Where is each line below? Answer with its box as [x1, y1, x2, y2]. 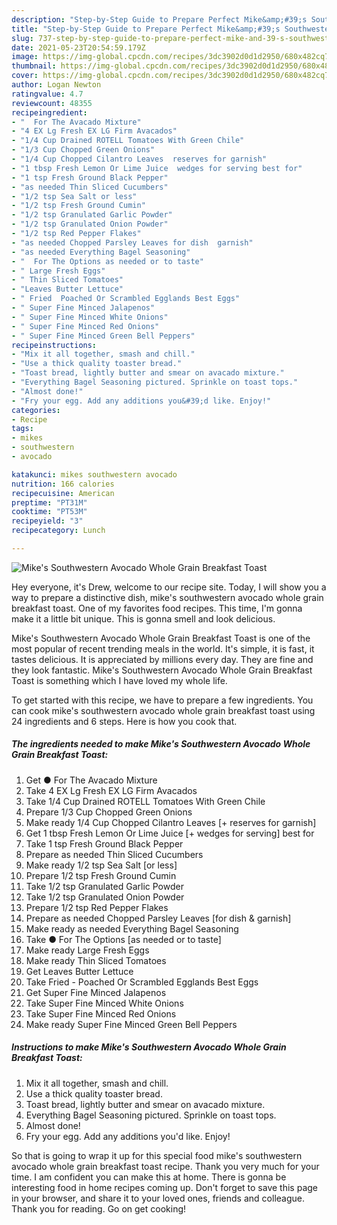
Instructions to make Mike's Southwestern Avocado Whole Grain [11, 1041, 287, 1053]
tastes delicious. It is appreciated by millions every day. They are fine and [11, 653, 314, 665]
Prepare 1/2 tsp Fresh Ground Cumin [25, 869, 177, 881]
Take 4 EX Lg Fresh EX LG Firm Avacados [25, 784, 198, 796]
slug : [11, 33, 34, 43]
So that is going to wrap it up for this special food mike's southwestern [11, 1149, 303, 1161]
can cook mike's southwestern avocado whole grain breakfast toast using [11, 704, 316, 716]
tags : [11, 424, 34, 434]
